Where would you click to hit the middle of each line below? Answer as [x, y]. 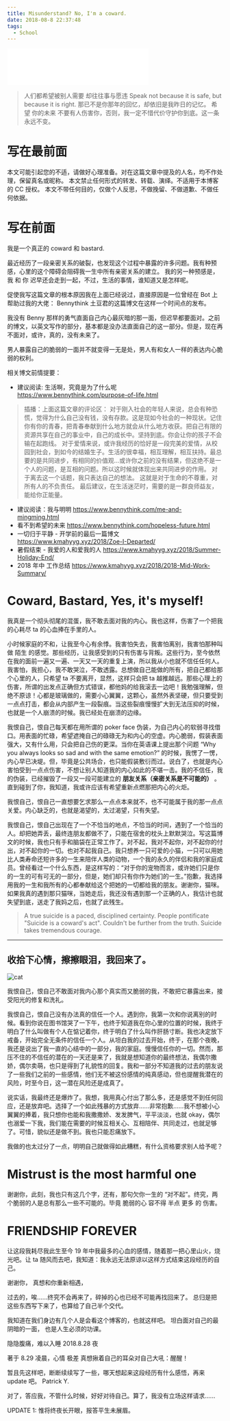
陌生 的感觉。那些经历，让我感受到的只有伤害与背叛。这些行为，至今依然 [117, 653]
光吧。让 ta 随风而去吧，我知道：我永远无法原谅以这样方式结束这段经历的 [111, 1259]
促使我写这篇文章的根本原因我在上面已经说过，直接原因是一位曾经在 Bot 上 [113, 295]
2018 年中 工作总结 [43, 566]
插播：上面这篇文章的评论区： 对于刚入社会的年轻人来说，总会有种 [118, 409]
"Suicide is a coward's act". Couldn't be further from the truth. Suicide [123, 923]
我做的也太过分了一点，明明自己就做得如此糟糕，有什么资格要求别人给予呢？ [115, 1146]
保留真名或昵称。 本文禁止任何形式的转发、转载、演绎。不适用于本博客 [119, 181]
